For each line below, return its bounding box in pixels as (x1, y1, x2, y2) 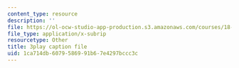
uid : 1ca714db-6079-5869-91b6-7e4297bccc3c (7, 50, 139, 57)
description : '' (7, 17, 55, 24)
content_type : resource (7, 10, 78, 18)
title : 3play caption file (7, 43, 87, 50)
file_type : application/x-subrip (7, 30, 107, 38)
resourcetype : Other (7, 37, 69, 44)
